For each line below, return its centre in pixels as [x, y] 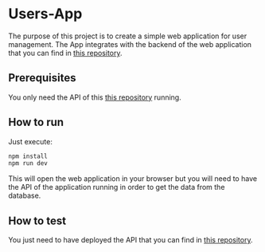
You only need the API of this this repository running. [95, 97]
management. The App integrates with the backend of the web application [130, 44]
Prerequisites [42, 78]
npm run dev [28, 163]
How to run [36, 122]
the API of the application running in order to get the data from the [117, 187]
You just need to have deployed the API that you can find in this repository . [131, 240]
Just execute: [31, 141]
